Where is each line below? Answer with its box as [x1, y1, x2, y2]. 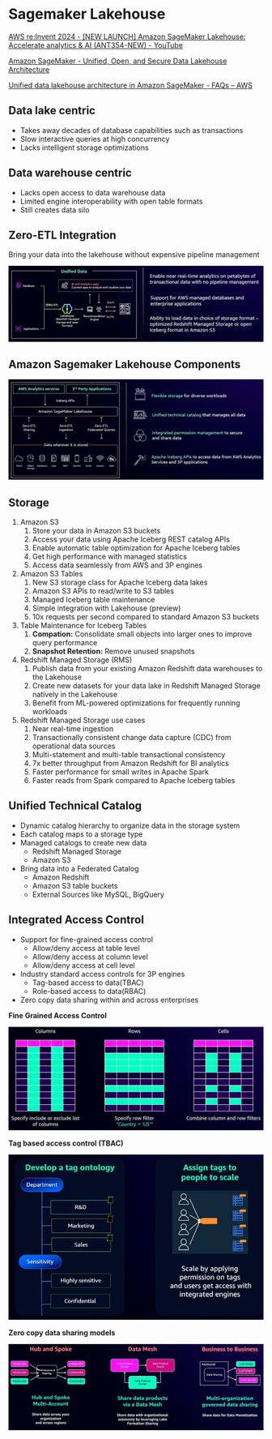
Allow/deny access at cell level [32, 960, 135, 970]
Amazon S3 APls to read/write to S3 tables [32, 585, 175, 596]
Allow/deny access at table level [32, 943, 140, 953]
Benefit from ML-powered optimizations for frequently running [32, 698, 240, 708]
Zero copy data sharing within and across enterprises [19, 995, 199, 1004]
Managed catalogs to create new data [19, 837, 147, 847]
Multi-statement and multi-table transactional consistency [32, 749, 226, 759]
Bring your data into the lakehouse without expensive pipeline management [8, 250, 260, 259]
